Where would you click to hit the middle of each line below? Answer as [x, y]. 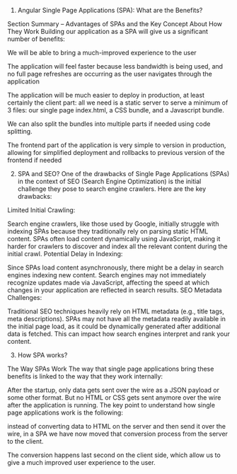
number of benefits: [36, 39]
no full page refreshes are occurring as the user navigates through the [110, 74]
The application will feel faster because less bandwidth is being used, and [115, 66]
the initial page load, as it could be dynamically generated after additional [114, 326]
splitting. [20, 131]
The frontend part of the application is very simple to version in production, [117, 145]
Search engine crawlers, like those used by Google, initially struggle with [113, 224]
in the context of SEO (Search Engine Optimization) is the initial [109, 181]
